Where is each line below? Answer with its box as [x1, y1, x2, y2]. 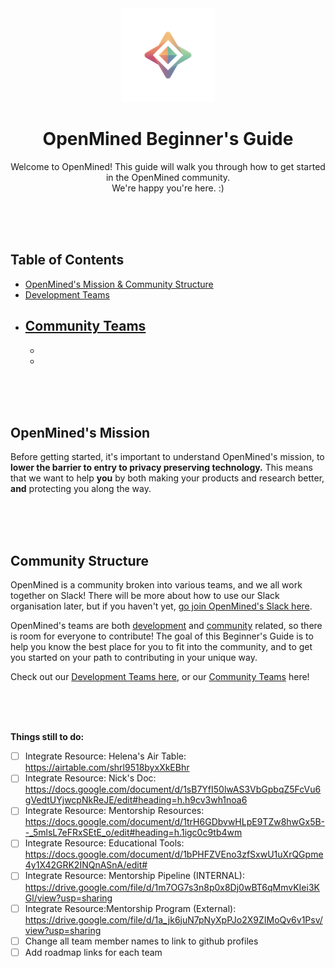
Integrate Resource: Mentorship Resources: [24, 805, 205, 817]
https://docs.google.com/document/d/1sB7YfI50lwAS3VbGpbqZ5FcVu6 [24, 783, 322, 796]
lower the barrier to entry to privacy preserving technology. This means [10, 462, 313, 474]
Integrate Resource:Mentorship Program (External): [24, 902, 237, 914]
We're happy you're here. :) [111, 182, 225, 194]
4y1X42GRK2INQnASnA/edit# [24, 859, 148, 871]
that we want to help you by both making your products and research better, [10, 472, 325, 484]
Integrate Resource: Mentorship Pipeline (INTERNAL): [24, 870, 245, 882]
